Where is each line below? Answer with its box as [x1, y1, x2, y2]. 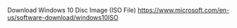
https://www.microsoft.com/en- [137, 6, 230, 14]
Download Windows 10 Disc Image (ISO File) [7, 6, 136, 14]
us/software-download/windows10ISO [7, 13, 119, 22]
